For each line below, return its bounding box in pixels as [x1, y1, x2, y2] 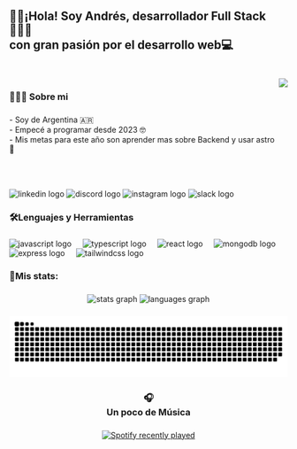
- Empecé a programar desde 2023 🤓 [9, 125, 147, 135]
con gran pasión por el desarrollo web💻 [9, 37, 234, 53]
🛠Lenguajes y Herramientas [9, 212, 134, 224]
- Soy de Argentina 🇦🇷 [9, 114, 95, 125]
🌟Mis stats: [9, 270, 59, 283]
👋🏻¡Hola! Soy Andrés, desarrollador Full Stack [9, 9, 267, 24]
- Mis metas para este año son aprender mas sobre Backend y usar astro [9, 135, 276, 145]
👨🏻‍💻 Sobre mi [9, 90, 69, 103]
